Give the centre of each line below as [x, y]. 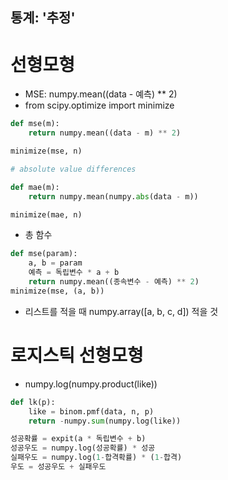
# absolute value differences [73, 169]
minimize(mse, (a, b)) [57, 291]
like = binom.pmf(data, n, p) [91, 411]
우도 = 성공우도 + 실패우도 [58, 467]
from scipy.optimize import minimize [99, 105]
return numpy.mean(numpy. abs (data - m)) [113, 196]
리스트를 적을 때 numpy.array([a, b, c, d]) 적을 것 [121, 311]
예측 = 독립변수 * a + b [74, 273]
